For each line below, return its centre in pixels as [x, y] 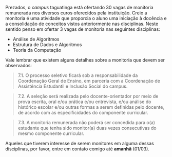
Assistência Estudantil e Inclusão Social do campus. [73, 86]
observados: [19, 65]
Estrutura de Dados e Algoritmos [47, 45]
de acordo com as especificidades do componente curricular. [83, 113]
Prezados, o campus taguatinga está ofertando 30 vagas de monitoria [79, 7]
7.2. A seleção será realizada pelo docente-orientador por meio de [88, 96]
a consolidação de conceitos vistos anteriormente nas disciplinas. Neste [82, 24]
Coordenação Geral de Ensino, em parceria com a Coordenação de [89, 81]
